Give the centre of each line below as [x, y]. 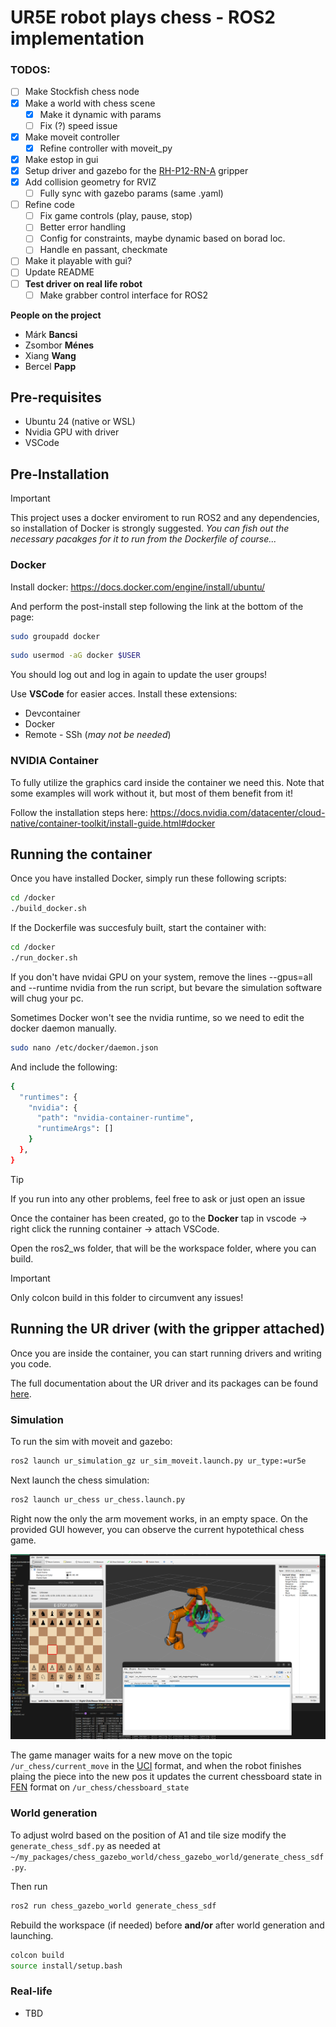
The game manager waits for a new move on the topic [121, 1755]
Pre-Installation [60, 474]
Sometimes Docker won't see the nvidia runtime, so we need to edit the [157, 1017]
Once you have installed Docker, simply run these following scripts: [148, 878]
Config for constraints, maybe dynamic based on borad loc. [162, 238]
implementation [77, 38]
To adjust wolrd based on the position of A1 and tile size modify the [148, 1835]
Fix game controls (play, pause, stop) [116, 216]
